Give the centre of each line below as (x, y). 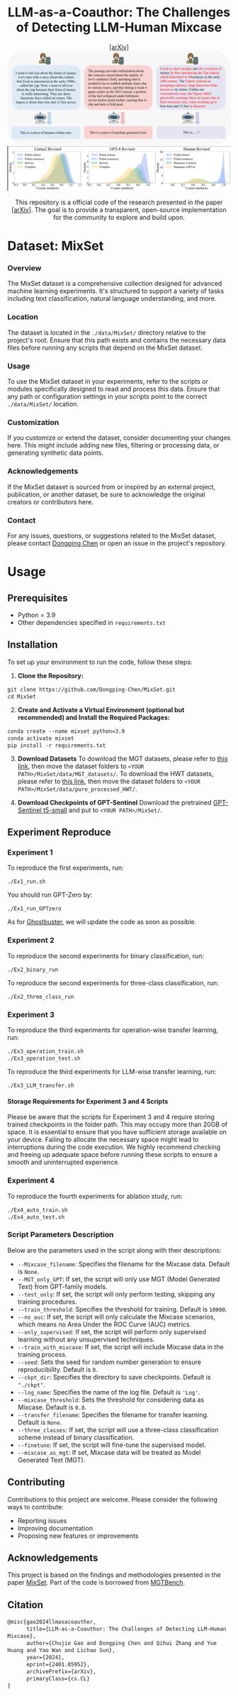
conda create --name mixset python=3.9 (66, 731)
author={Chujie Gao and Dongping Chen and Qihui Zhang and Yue (121, 1644)
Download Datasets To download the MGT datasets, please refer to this (123, 758)
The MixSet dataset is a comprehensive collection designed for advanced (115, 284)
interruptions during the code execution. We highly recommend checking (114, 1147)
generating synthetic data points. (56, 453)
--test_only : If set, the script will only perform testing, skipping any (116, 1294)
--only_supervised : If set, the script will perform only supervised (112, 1331)
